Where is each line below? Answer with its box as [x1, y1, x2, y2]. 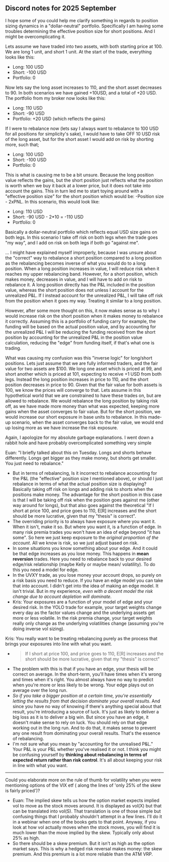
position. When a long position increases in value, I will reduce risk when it [5, 265, 159, 272]
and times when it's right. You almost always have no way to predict [12, 676, 153, 682]
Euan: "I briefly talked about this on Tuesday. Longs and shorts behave [5, 449, 152, 455]
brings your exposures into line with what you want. [5, 641, 112, 647]
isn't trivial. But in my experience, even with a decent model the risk [12, 588, 153, 594]
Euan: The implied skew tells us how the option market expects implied [12, 797, 159, 803]
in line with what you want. [12, 762, 68, 768]
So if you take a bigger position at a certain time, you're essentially [12, 692, 152, 698]
